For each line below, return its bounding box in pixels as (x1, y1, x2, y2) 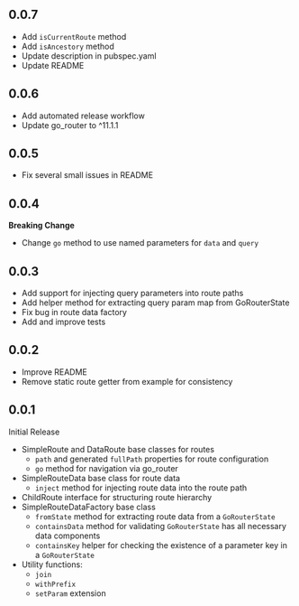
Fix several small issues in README (21, 170, 154, 181)
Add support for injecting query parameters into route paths (21, 288, 244, 299)
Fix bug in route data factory (21, 307, 128, 318)
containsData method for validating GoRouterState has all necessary (34, 520, 287, 531)
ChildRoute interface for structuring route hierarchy (21, 491, 213, 502)
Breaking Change (8, 220, 76, 231)
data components (34, 530, 101, 541)
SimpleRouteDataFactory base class (21, 501, 157, 512)
